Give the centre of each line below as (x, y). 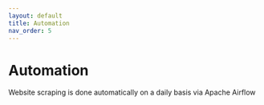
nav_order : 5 (30, 30)
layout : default (35, 16)
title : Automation (39, 23)
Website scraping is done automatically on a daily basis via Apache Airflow (132, 92)
